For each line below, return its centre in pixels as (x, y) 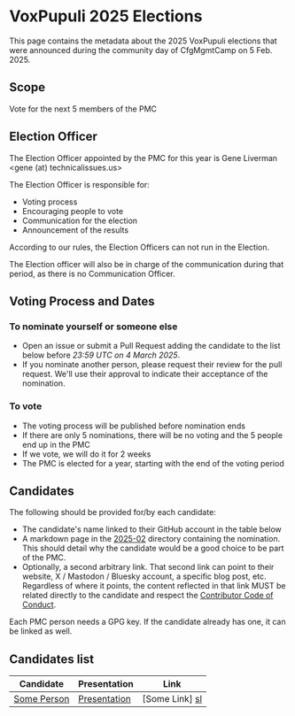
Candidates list (52, 659)
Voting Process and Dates (82, 301)
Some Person (42, 699)
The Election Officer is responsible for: (80, 184)
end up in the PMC (56, 444)
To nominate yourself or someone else (93, 327)
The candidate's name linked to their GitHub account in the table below (151, 529)
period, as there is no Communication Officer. (92, 273)
